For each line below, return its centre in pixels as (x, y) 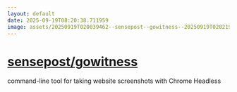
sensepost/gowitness (73, 61)
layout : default (31, 14)
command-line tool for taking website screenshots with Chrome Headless (114, 81)
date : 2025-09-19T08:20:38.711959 (58, 20)
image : (17, 27)
